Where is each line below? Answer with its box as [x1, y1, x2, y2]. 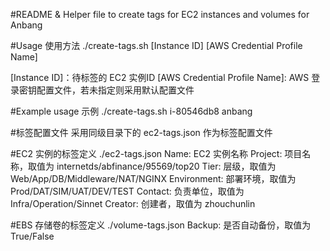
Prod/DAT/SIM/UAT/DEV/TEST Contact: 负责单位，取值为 [10, 185, 245, 197]
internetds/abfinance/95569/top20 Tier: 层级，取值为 [56, 160, 277, 172]
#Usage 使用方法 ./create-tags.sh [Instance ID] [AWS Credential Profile [10, 40, 303, 51]
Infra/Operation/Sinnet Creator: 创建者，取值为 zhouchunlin [10, 198, 256, 209]
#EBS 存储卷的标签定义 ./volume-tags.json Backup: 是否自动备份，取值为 [10, 219, 312, 231]
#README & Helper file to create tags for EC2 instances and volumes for [10, 9, 310, 20]
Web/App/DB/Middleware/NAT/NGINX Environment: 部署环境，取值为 [10, 173, 297, 184]
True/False [10, 230, 55, 242]
